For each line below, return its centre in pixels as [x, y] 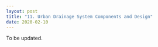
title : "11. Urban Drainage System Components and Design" [80, 17]
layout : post [22, 11]
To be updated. [24, 38]
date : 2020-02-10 [27, 22]
